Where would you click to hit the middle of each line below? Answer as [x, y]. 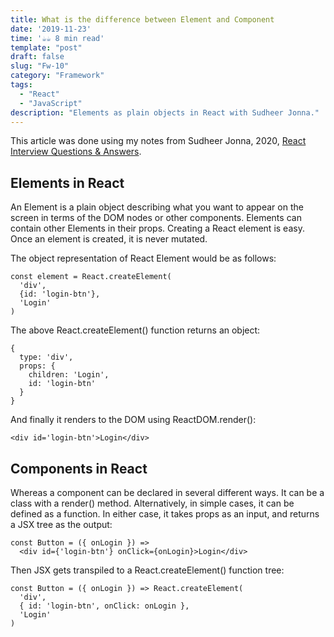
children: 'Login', [69, 375]
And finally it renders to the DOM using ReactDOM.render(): [133, 420]
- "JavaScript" [51, 103]
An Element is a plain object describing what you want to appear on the [157, 207]
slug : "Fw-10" [40, 66]
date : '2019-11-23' [51, 29]
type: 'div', [46, 357]
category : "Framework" [57, 76]
